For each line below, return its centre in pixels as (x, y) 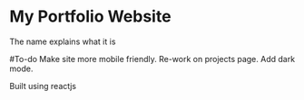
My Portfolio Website (90, 17)
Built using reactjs (43, 86)
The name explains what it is (63, 41)
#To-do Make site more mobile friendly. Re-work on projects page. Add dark (152, 59)
